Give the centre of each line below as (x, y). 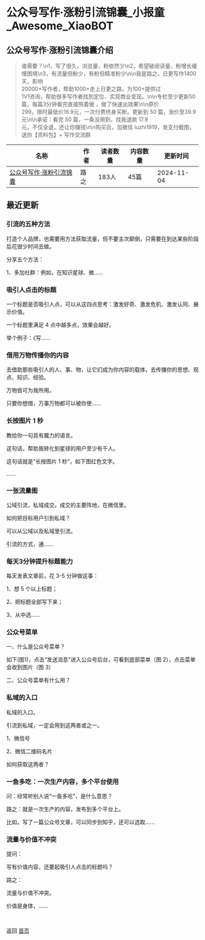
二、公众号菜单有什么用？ (38, 681)
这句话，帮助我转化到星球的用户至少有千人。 (63, 448)
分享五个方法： (25, 259)
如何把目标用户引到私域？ (38, 518)
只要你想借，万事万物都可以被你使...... (54, 403)
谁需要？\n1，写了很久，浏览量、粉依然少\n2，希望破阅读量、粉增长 (106, 66)
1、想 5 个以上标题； (32, 589)
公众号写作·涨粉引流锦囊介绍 (60, 50)
